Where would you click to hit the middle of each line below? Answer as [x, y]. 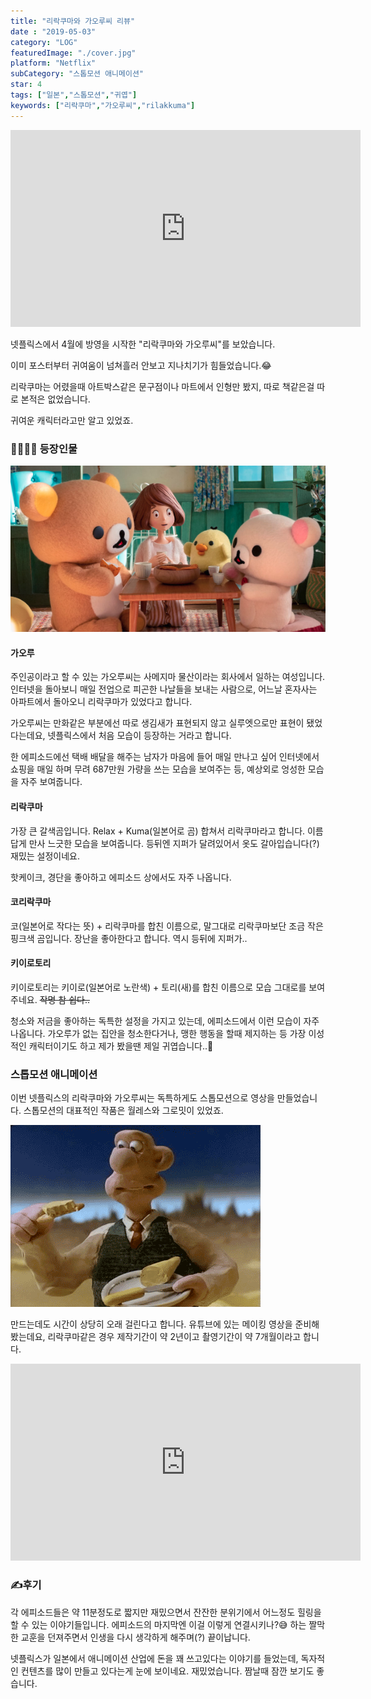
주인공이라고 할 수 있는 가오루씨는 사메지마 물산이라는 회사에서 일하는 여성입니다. [168, 677]
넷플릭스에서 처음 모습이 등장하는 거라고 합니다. [139, 736]
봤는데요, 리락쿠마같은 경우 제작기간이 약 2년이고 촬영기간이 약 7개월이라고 [156, 1337]
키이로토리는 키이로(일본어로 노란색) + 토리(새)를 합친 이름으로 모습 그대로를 [158, 987]
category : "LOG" [44, 42]
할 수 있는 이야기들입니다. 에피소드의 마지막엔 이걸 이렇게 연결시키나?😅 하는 [158, 1624]
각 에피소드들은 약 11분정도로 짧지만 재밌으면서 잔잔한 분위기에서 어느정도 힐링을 [166, 1612]
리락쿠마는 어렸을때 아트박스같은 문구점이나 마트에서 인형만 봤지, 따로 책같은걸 [162, 386]
